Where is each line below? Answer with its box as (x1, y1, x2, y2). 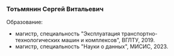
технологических (15, 37, 61, 44)
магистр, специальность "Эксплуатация (15, 30, 120, 37)
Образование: (6, 19, 43, 26)
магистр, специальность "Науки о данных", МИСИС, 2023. (15, 43, 169, 50)
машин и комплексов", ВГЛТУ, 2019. (61, 37, 155, 44)
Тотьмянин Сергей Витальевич (6, 5, 104, 13)
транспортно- (121, 30, 158, 37)
